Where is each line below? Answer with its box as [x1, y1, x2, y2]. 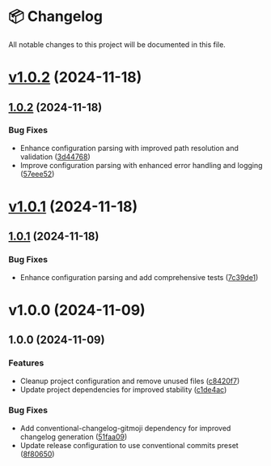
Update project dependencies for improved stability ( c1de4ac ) [19, 384, 227, 395]
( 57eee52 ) [19, 169, 55, 179]
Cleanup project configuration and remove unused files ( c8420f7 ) [19, 376, 240, 386]
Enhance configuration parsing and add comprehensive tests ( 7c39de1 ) [19, 272, 259, 282]
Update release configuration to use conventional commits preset [19, 440, 239, 450]
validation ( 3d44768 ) [19, 152, 91, 162]
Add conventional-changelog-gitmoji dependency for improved [19, 423, 231, 433]
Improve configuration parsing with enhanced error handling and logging [19, 160, 263, 170]
